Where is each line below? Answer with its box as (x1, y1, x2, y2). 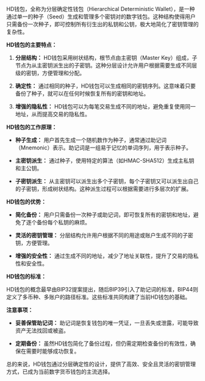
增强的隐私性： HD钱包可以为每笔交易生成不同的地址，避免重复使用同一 (15, 103, 196, 110)
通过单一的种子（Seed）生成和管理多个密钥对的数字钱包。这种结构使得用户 (6, 13, 196, 20)
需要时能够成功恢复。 (26, 347, 80, 355)
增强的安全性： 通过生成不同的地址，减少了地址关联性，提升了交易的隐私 (15, 252, 199, 259)
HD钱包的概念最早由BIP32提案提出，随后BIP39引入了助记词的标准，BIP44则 (6, 286, 198, 293)
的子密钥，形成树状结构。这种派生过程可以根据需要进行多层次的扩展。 (15, 185, 192, 192)
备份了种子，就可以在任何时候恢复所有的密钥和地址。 (15, 90, 149, 97)
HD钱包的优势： (6, 198, 47, 205)
